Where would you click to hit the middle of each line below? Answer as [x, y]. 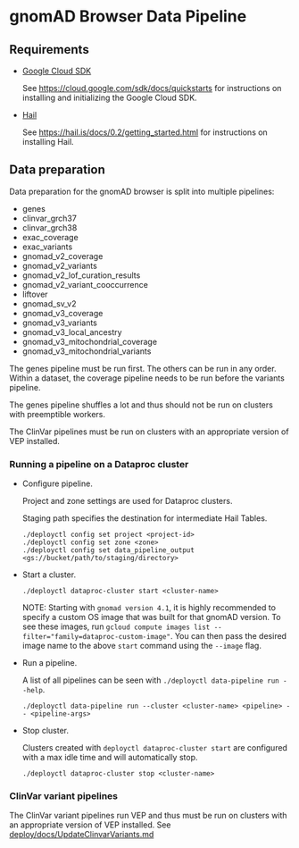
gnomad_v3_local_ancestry [72, 332]
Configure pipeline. [58, 483]
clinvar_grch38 [50, 227]
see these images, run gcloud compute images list [116, 626]
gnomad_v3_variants [60, 323]
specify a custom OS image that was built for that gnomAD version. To [151, 617]
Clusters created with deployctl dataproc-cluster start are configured [155, 748]
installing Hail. [48, 142]
